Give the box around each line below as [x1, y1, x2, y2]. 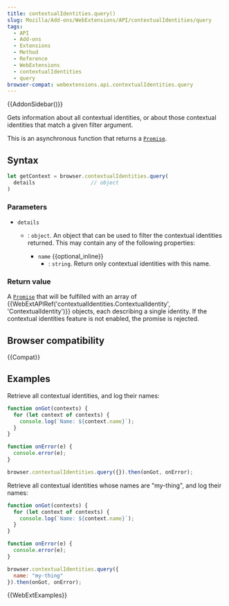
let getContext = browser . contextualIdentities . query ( [7, 173, 169, 180]
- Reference [13, 55, 48, 62]
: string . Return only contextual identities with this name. [48, 259, 211, 268]
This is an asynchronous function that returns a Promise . [7, 135, 167, 143]
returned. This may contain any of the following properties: [27, 239, 196, 247]
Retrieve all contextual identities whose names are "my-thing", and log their [7, 481, 222, 490]
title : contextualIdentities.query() [7, 10, 116, 17]
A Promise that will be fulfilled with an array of [7, 293, 137, 301]
